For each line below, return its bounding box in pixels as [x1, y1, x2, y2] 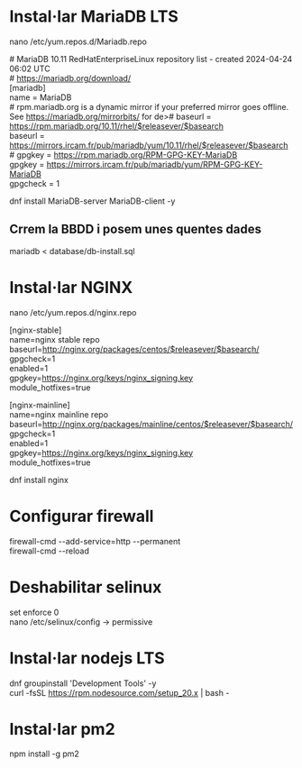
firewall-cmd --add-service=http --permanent [9, 535, 181, 546]
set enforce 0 [9, 607, 59, 617]
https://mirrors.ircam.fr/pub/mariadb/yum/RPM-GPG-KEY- [46, 159, 263, 169]
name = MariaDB [9, 92, 72, 103]
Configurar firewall [9, 506, 154, 526]
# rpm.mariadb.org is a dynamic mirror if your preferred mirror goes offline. [9, 101, 289, 112]
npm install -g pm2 [9, 748, 79, 759]
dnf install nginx [9, 474, 69, 485]
